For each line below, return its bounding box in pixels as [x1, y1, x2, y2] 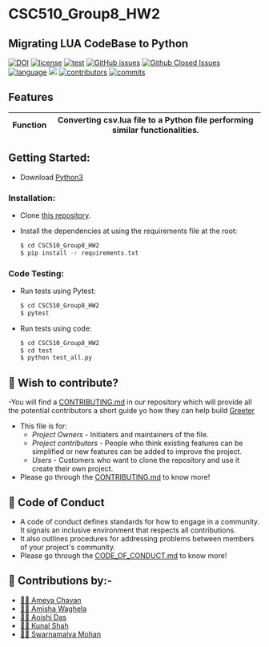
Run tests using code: [19, 323, 92, 333]
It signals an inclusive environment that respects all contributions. [19, 525, 236, 535]
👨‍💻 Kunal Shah [19, 621, 70, 630]
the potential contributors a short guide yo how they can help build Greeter [8, 406, 255, 416]
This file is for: [19, 421, 68, 431]
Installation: [8, 192, 56, 203]
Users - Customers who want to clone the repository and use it [31, 456, 240, 465]
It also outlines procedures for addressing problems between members [19, 533, 255, 543]
